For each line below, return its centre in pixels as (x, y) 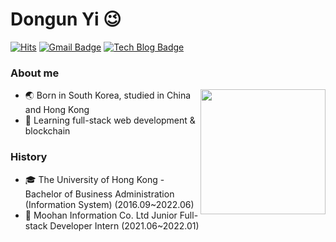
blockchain (47, 131)
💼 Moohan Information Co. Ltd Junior (101, 215)
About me (35, 73)
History (29, 157)
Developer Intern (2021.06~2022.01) (124, 225)
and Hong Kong (57, 110)
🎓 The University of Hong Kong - (94, 179)
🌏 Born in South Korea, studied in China (108, 95)
